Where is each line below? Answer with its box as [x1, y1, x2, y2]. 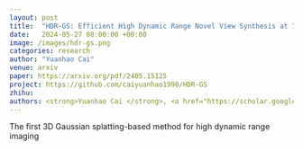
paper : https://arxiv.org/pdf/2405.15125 [9, 72, 168, 81]
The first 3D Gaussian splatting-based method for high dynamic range [9, 121, 271, 132]
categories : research [9, 47, 91, 56]
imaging [9, 131, 40, 142]
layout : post [9, 13, 59, 22]
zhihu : [9, 88, 34, 97]
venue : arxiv [9, 64, 59, 73]
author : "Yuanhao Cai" [9, 55, 95, 64]
